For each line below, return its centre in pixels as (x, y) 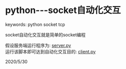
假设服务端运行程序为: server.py (38, 45)
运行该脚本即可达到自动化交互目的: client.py (50, 51)
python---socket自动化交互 (63, 10)
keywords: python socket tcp (35, 24)
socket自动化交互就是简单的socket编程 (45, 34)
